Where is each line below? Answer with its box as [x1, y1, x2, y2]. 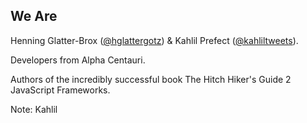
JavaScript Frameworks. [10, 84, 111, 96]
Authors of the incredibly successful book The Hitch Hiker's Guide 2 [10, 73, 292, 85]
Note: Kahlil [10, 103, 58, 115]
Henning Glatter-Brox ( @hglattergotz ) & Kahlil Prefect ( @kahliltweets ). [10, 34, 299, 46]
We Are [10, 8, 58, 25]
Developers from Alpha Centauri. [10, 54, 146, 66]
